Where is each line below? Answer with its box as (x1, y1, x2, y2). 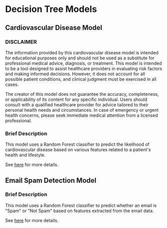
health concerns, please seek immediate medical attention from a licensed (5, 112, 158, 118)
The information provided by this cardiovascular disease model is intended (5, 49, 159, 55)
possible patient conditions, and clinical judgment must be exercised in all (5, 76, 157, 82)
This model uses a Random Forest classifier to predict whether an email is (5, 202, 157, 208)
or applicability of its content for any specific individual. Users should (5, 96, 148, 102)
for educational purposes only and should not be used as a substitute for (5, 55, 155, 61)
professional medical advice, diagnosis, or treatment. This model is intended (5, 60, 162, 66)
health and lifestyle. (5, 152, 46, 158)
